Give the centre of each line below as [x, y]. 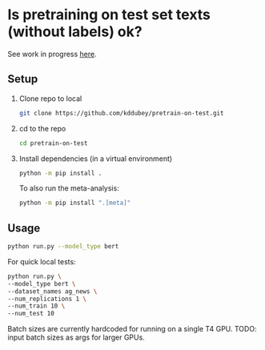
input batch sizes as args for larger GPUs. [76, 337]
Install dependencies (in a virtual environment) [96, 159]
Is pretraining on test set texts [109, 15]
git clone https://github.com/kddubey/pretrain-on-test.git [121, 113]
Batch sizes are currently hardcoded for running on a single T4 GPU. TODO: [132, 329]
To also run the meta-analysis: [69, 188]
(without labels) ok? [75, 32]
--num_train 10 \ [36, 306]
